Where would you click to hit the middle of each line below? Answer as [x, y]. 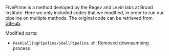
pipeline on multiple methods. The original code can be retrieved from [79, 18]
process [21, 48]
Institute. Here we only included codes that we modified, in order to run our [84, 13]
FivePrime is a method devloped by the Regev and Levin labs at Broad [79, 7]
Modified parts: [22, 33]
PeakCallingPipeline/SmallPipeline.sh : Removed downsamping [81, 43]
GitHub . [13, 23]
